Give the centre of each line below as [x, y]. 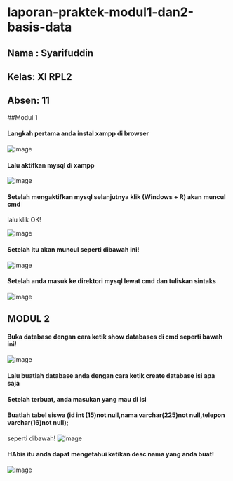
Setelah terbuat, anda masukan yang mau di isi [77, 399]
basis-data [40, 27]
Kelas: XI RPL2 [40, 77]
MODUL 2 [29, 319]
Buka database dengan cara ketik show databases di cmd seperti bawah [115, 337]
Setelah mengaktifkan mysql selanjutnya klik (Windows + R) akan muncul [116, 196]
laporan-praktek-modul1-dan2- [101, 12]
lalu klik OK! [25, 220]
